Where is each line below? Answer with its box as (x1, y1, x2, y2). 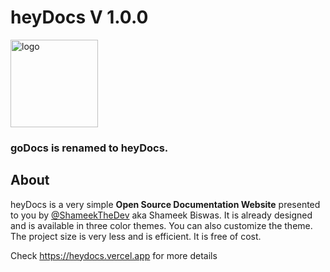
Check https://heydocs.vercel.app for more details (10, 249, 218, 261)
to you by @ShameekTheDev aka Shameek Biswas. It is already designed (10, 209, 313, 221)
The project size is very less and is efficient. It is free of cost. (10, 230, 262, 242)
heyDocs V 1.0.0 (10, 6, 149, 29)
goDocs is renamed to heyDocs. (10, 141, 169, 155)
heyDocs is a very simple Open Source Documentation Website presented (10, 198, 321, 210)
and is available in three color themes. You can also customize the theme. (10, 219, 313, 231)
